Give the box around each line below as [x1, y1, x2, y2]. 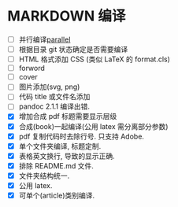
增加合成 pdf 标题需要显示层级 [18, 112, 117, 121]
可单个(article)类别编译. [18, 190, 95, 200]
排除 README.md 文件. [18, 161, 94, 170]
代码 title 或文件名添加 [18, 92, 91, 102]
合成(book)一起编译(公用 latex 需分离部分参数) [18, 121, 169, 131]
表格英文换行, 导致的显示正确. [18, 151, 115, 161]
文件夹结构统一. [18, 171, 70, 180]
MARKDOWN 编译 [7, 7, 126, 25]
